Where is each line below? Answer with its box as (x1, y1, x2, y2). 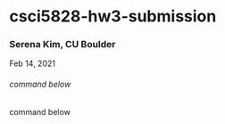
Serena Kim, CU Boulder (9, 38, 116, 51)
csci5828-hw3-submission (9, 6, 217, 27)
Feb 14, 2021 (9, 58, 56, 69)
